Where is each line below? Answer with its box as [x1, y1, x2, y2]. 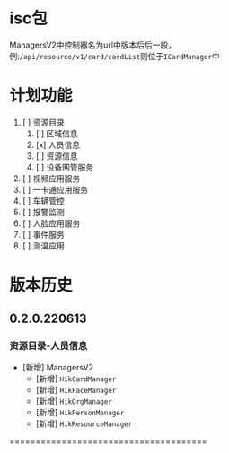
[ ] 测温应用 [22, 240, 65, 251]
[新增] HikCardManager [35, 373, 117, 384]
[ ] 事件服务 [22, 229, 65, 240]
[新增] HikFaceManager [35, 384, 117, 395]
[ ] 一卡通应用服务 [22, 184, 88, 195]
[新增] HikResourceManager [35, 418, 133, 429]
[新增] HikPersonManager [35, 406, 125, 417]
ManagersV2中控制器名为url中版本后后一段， [9, 39, 177, 50]
